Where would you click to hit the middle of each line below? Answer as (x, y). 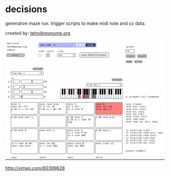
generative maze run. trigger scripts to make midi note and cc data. (76, 23)
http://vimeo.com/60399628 (35, 168)
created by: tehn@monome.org (38, 33)
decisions (26, 9)
